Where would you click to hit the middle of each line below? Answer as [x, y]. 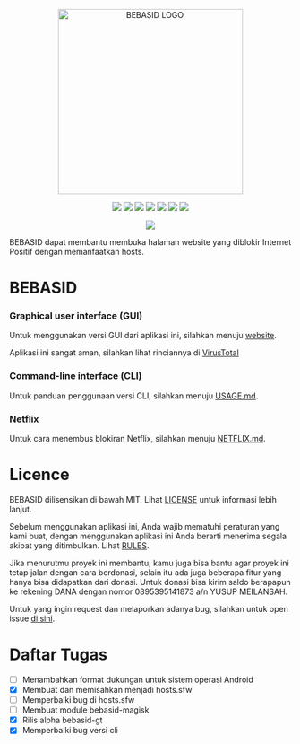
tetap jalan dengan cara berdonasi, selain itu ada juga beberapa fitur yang [146, 573]
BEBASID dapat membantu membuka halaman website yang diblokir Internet [150, 242]
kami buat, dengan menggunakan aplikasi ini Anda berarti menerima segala [148, 536]
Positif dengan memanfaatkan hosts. [77, 252]
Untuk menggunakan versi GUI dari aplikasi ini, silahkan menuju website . [143, 336]
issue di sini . [32, 618]
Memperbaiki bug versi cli [70, 731]
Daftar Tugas [58, 655]
